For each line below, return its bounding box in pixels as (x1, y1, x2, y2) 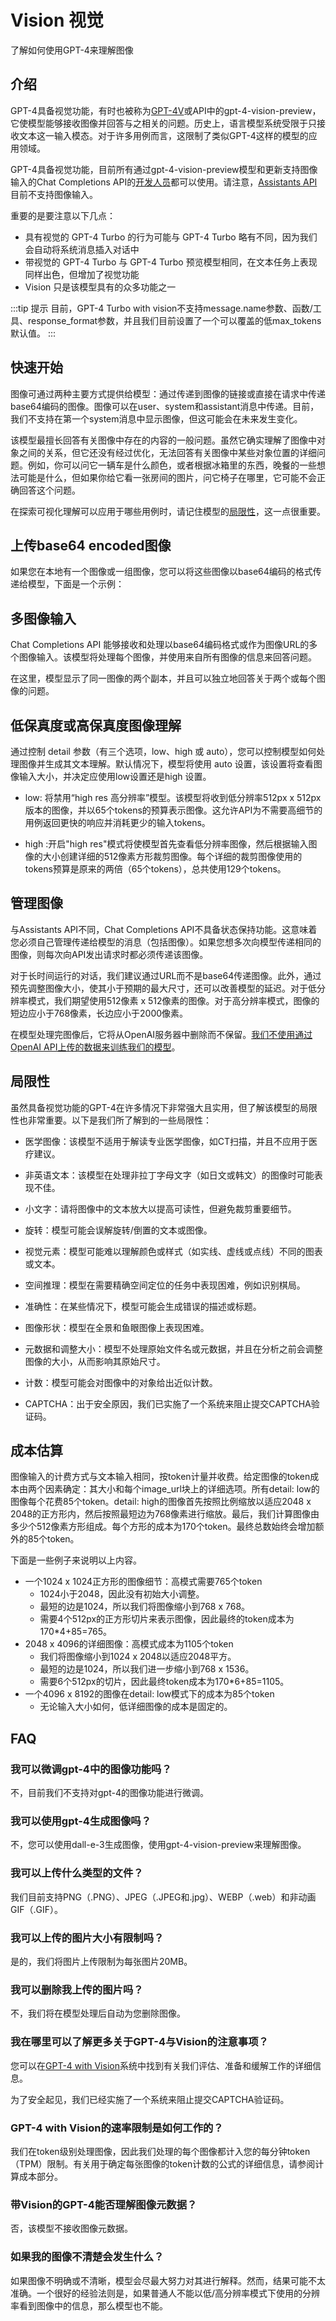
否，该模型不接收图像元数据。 (10, 2222, 133, 2235)
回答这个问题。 (18, 484, 81, 496)
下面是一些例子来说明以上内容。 (10, 1554, 142, 1566)
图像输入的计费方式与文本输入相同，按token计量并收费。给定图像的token (10, 1471, 311, 1483)
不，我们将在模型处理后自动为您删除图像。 (10, 2007, 186, 2020)
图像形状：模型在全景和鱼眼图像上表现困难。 (24, 1321, 210, 1333)
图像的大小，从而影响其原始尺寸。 (24, 1355, 166, 1367)
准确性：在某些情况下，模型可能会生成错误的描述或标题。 (24, 1300, 262, 1312)
